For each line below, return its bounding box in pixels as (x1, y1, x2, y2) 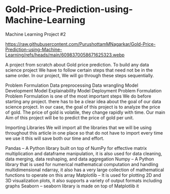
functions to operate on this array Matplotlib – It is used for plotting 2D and (5, 172, 161, 178)
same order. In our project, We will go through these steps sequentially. (5, 72, 154, 78)
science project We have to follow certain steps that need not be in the (5, 67, 153, 73)
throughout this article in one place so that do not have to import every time (5, 130, 163, 136)
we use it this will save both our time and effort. (5, 135, 105, 141)
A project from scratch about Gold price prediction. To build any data (5, 61, 149, 68)
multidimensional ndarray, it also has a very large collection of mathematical (5, 167, 164, 173)
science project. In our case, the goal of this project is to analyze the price (5, 104, 161, 110)
